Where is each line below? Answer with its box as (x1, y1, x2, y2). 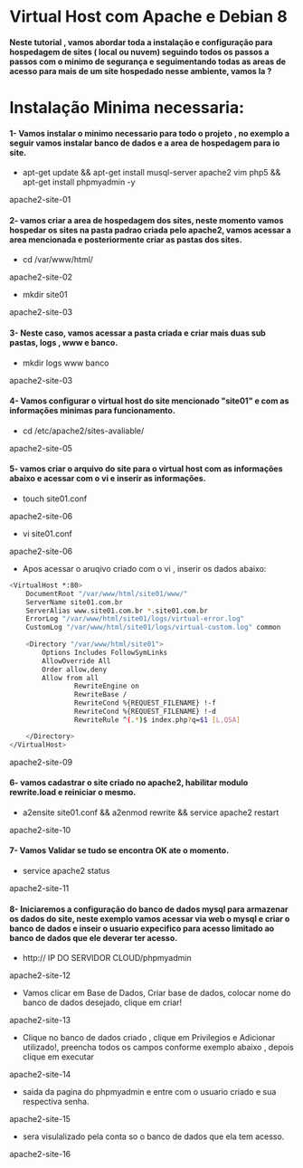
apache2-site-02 (9, 271, 73, 282)
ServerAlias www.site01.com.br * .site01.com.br (25, 606, 208, 615)
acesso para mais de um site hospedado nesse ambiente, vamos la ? (9, 65, 272, 76)
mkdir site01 (22, 290, 68, 300)
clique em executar (22, 1051, 95, 1062)
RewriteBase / (73, 690, 128, 699)
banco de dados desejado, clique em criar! (22, 997, 183, 1008)
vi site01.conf (22, 527, 72, 539)
